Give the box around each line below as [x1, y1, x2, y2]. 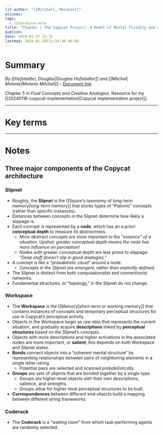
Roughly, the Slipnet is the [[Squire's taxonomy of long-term [12, 198, 133, 203]
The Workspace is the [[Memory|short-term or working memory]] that [12, 303, 153, 309]
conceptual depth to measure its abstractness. [12, 229, 107, 234]
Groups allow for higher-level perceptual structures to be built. [19, 385, 144, 391]
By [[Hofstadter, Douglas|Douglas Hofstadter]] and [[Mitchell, [5, 76, 129, 82]
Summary [5, 59, 45, 70]
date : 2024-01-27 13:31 [5, 34, 53, 39]
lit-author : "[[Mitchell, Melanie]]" [5, 7, 81, 12]
